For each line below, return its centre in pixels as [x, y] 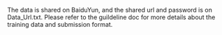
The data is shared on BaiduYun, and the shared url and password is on [110, 10]
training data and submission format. [60, 24]
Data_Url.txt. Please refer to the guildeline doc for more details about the [111, 17]
